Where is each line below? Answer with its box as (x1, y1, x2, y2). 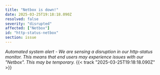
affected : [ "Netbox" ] (5, 26, 50, 31)
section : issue (5, 35, 37, 40)
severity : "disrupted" (5, 21, 52, 26)
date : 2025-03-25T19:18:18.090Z (5, 12, 72, 17)
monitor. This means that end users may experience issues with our (5, 54, 144, 60)
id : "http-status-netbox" (5, 30, 58, 35)
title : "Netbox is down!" (5, 7, 58, 12)
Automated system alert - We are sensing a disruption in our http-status (5, 48, 153, 55)
